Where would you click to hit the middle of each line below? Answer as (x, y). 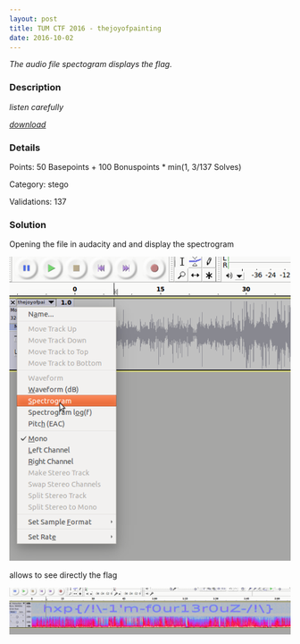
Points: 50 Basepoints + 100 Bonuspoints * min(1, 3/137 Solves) (125, 166)
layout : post (33, 19)
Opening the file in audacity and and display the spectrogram (122, 244)
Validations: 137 (38, 201)
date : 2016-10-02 (42, 38)
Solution (28, 225)
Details (25, 148)
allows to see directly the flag (63, 575)
